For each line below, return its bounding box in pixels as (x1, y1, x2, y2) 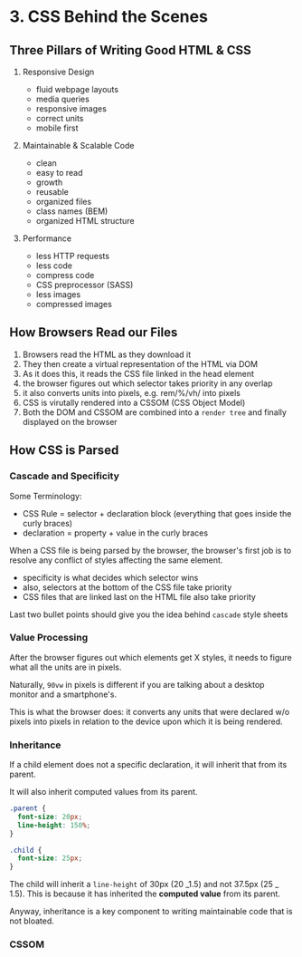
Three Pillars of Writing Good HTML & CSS (9, 43, 251, 58)
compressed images (35, 299, 113, 309)
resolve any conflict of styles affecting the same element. (9, 555, 223, 565)
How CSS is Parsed (9, 442, 119, 459)
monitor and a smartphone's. (9, 689, 118, 700)
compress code (35, 270, 95, 280)
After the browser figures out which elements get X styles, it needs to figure (9, 652, 292, 662)
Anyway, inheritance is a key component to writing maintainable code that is (9, 906, 293, 917)
